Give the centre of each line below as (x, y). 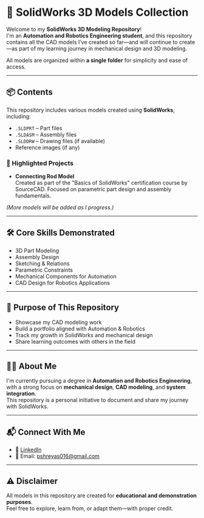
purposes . (19, 502)
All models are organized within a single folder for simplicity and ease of (97, 60)
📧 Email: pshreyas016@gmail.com (57, 456)
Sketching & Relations (42, 263)
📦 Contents (29, 92)
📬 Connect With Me (46, 432)
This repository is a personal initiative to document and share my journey (97, 400)
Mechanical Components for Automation (66, 276)
